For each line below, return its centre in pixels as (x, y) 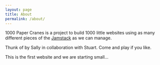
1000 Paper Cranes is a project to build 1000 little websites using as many (80, 33)
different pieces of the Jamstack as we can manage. (59, 38)
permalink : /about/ (25, 19)
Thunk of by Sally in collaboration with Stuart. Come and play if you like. (78, 48)
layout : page (19, 10)
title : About (19, 14)
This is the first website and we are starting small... (57, 57)
